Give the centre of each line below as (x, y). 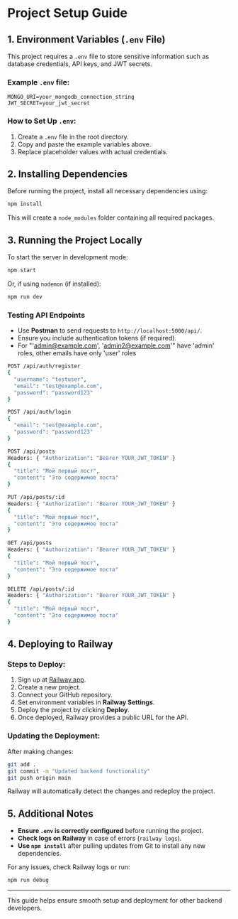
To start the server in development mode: (68, 257)
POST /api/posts (31, 451)
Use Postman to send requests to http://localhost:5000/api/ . (110, 330)
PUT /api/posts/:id (36, 498)
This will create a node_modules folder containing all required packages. (111, 217)
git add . (22, 764)
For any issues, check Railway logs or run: (69, 867)
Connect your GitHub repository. (65, 695)
